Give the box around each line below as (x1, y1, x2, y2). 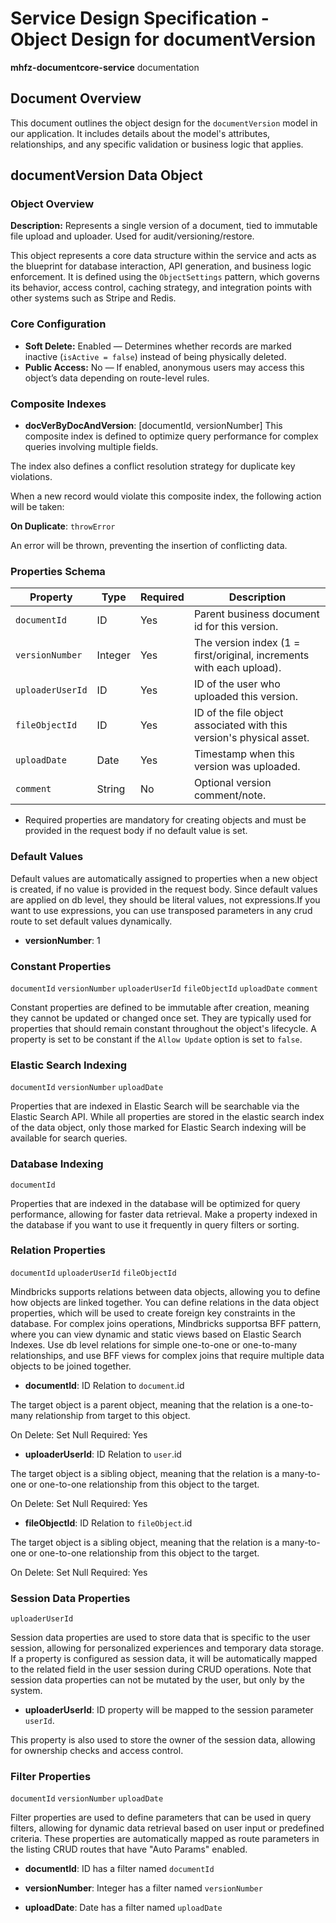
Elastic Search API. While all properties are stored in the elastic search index (10, 1111, 325, 1123)
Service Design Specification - (10, 7, 270, 30)
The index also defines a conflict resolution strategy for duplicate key (10, 460, 296, 472)
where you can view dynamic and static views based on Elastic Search (10, 1328, 302, 1340)
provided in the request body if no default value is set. (24, 825, 248, 837)
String (96, 782, 126, 796)
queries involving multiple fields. (24, 441, 159, 453)
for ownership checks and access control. (10, 1745, 184, 1757)
